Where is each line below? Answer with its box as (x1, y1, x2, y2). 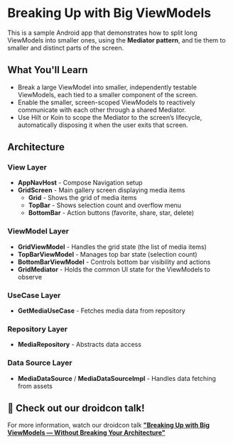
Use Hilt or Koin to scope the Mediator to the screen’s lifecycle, (17, 113, 202, 121)
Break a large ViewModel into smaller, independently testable (17, 83, 197, 91)
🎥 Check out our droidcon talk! (7, 402, 145, 414)
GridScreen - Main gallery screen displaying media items (17, 186, 185, 194)
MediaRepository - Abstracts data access (17, 340, 142, 349)
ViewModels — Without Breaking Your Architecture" (7, 428, 166, 437)
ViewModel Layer (7, 226, 70, 236)
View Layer (7, 162, 48, 172)
